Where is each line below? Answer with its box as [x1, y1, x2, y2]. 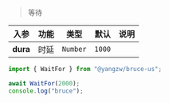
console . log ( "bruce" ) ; [8, 87, 84, 95]
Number [61, 45, 87, 53]
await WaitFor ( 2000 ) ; [8, 79, 81, 87]
